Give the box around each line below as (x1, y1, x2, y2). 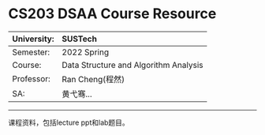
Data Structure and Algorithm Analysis (62, 59, 203, 70)
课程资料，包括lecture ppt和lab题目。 (8, 118, 130, 127)
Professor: (12, 73, 51, 84)
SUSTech (62, 33, 97, 44)
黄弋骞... (62, 88, 92, 99)
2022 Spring (62, 47, 109, 58)
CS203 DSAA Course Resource (8, 5, 217, 23)
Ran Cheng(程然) (62, 73, 125, 84)
